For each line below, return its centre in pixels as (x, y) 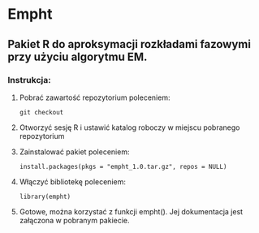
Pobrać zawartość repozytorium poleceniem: (95, 97)
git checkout (41, 112)
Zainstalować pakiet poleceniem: (74, 152)
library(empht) (45, 196)
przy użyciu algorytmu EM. (78, 56)
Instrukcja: (29, 80)
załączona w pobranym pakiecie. (75, 220)
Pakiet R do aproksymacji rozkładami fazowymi (129, 44)
